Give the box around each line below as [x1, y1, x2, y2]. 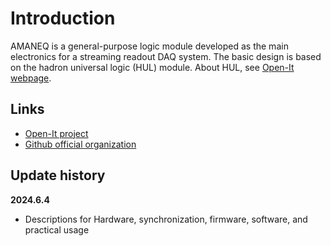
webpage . [10, 72, 52, 84]
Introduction [10, 7, 116, 30]
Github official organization [24, 138, 137, 150]
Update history [10, 167, 106, 184]
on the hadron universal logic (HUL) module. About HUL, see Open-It [10, 61, 295, 73]
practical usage [24, 223, 90, 236]
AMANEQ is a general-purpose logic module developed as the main [10, 40, 289, 52]
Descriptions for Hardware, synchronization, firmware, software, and [24, 213, 308, 225]
